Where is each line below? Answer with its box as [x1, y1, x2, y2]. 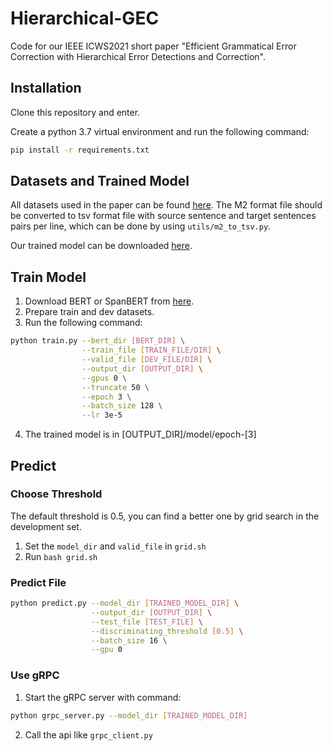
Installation [10, 80, 82, 97]
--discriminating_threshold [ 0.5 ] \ [90, 626, 244, 636]
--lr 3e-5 [81, 410, 123, 421]
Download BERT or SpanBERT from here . [24, 295, 195, 307]
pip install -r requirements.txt [10, 145, 150, 155]
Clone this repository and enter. [10, 106, 141, 118]
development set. [10, 520, 82, 532]
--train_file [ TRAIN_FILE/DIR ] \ [81, 345, 222, 356]
